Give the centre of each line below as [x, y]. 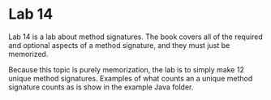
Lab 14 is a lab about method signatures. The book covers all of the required [136, 37]
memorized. [28, 54]
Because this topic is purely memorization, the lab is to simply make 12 [127, 69]
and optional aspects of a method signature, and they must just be [119, 45]
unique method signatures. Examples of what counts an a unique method [131, 78]
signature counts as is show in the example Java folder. [101, 87]
